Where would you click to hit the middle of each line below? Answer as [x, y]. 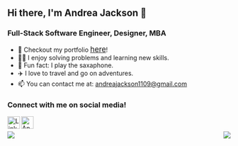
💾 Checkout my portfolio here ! [63, 49]
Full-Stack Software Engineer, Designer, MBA [87, 33]
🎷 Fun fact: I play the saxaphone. [66, 65]
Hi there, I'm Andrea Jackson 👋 [77, 13]
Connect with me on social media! [67, 105]
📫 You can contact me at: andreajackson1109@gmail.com [102, 84]
